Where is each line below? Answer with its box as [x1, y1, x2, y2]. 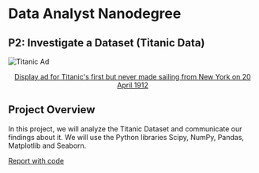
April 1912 [117, 80, 148, 90]
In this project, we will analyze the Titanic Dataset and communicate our [8, 123, 242, 134]
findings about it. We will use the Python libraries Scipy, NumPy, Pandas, [8, 132, 245, 142]
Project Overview [8, 103, 96, 116]
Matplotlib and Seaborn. [8, 141, 87, 150]
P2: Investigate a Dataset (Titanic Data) [8, 36, 205, 50]
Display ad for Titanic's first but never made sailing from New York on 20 [14, 72, 251, 81]
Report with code [8, 156, 65, 165]
